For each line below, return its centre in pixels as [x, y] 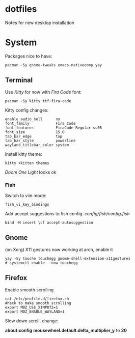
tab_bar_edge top [34, 136]
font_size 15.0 [35, 132]
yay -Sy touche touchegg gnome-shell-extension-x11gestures [68, 258]
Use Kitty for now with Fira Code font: [43, 92]
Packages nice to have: [29, 56]
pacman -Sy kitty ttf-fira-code [38, 101]
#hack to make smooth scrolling [38, 303]
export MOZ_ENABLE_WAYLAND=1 [35, 311]
